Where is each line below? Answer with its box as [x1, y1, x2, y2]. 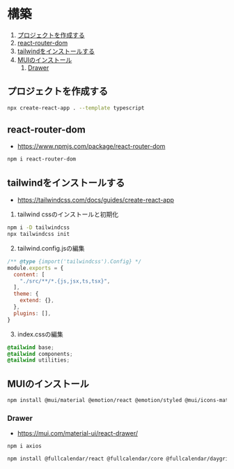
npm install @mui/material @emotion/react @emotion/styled [7, 397, 182, 404]
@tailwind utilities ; [7, 357, 70, 364]
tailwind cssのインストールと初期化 [17, 210, 119, 218]
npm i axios [7, 442, 42, 450]
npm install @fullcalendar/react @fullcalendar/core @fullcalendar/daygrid [7, 455, 232, 463]
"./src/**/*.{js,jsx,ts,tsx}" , [19, 277, 111, 285]
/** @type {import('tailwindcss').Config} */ [7, 258, 141, 265]
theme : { [13, 290, 39, 297]
